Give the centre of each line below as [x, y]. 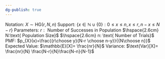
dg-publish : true [23, 10]
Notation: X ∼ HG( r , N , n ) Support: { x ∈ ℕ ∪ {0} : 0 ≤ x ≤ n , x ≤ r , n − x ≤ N [82, 24]
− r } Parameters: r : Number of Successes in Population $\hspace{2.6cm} [82, 30]
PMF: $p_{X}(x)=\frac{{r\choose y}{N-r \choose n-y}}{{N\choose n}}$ [78, 40]
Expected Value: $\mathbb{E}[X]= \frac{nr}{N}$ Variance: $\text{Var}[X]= [82, 46]
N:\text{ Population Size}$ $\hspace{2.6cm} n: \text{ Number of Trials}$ [80, 35]
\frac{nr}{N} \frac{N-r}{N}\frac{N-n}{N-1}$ [50, 51]
